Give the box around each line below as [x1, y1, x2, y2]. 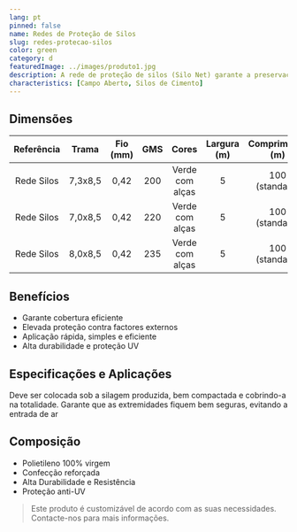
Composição [9, 435, 81, 450]
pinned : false [9, 21, 62, 30]
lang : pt [9, 12, 42, 22]
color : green [9, 46, 57, 55]
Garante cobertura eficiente [21, 312, 124, 323]
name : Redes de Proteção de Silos [9, 29, 137, 38]
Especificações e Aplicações [9, 366, 172, 382]
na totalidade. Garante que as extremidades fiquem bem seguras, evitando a [9, 399, 288, 410]
